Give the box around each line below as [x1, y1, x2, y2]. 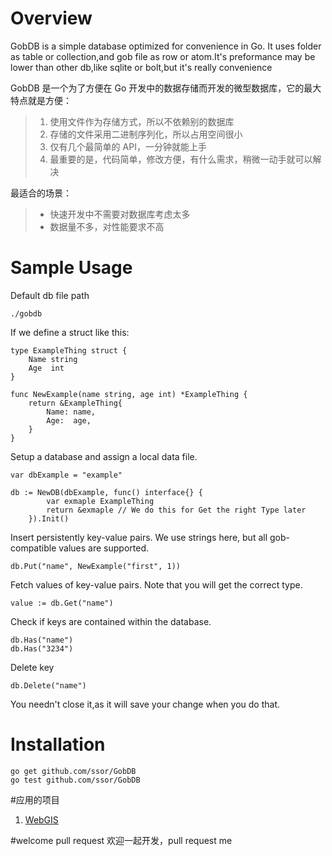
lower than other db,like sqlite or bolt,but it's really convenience [10, 61, 273, 73]
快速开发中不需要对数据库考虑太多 [49, 208, 191, 220]
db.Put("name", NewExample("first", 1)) [10, 561, 182, 571]
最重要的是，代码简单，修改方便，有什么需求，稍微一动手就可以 [49, 153, 313, 165]
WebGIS [24, 813, 59, 826]
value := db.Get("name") [10, 598, 114, 608]
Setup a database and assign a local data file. [10, 450, 198, 462]
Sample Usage [10, 257, 133, 279]
